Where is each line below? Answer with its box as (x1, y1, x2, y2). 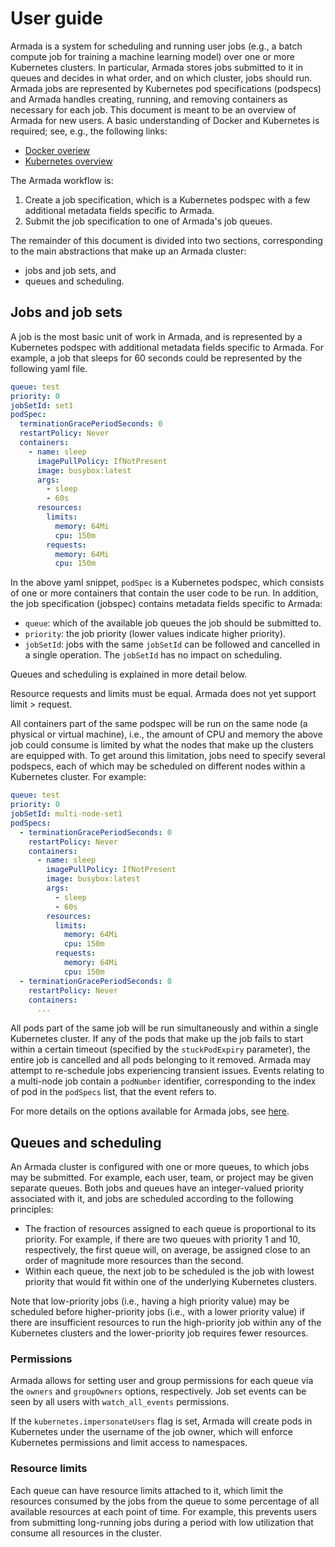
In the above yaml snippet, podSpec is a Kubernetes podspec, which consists (10, 577, 325, 589)
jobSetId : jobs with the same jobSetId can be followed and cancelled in (24, 638, 321, 651)
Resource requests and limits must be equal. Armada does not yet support (10, 688, 317, 700)
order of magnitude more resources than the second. (24, 1255, 244, 1267)
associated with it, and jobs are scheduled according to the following (10, 1193, 294, 1205)
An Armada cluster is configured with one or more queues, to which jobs (10, 1161, 310, 1173)
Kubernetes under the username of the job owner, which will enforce (10, 1426, 293, 1438)
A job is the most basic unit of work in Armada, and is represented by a (10, 330, 303, 342)
